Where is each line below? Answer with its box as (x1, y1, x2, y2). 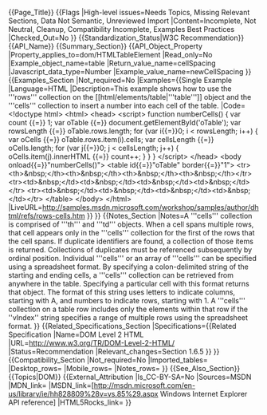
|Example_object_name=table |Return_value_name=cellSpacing (8, 58, 217, 68)
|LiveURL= (8, 203, 43, 211)
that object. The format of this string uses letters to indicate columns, (8, 287, 236, 297)
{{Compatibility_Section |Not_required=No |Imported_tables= (8, 355, 209, 365)
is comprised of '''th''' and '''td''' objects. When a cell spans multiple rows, (8, 219, 254, 229)
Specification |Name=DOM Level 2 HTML (8, 330, 144, 339)
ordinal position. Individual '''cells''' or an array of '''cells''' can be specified (8, 254, 257, 263)
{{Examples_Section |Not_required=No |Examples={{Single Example (8, 76, 233, 85)
